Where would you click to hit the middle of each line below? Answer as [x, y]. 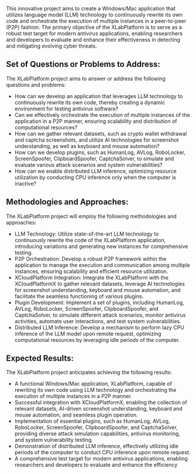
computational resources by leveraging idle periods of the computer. [97, 339]
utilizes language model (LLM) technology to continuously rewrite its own [94, 15]
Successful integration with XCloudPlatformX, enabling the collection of [101, 402]
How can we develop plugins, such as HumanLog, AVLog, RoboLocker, [100, 152]
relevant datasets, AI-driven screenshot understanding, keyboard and [98, 409]
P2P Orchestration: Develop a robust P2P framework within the [90, 258]
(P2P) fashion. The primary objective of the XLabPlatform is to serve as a [94, 27]
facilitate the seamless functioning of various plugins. [79, 296]
